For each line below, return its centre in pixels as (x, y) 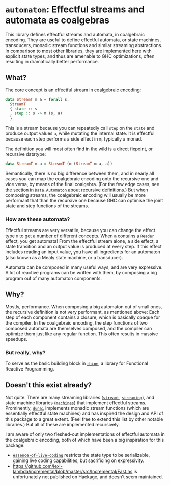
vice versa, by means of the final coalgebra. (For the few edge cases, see (82, 184)
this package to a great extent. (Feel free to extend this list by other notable (84, 419)
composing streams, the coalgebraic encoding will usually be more (76, 195)
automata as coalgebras (58, 20)
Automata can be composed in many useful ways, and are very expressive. (84, 267)
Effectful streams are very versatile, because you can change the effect (80, 230)
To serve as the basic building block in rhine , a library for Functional (77, 363)
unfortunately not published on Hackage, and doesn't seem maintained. (88, 477)
